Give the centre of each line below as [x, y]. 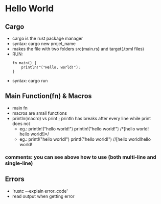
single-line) [19, 163]
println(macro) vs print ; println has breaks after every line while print [81, 118]
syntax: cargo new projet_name [44, 44]
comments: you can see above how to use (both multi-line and [81, 157]
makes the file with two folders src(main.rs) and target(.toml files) [78, 49]
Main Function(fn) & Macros [48, 96]
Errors [15, 179]
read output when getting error [43, 196]
